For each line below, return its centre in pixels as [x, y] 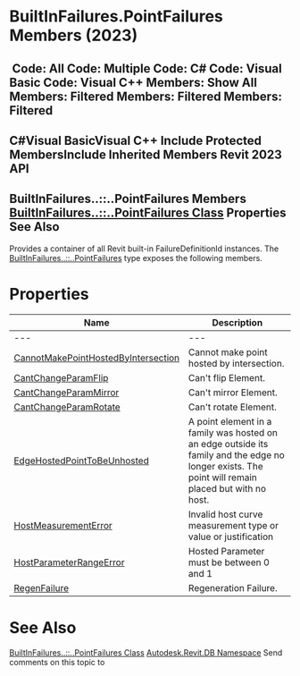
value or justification [231, 537]
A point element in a [230, 421]
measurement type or [233, 525]
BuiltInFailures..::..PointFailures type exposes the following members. [136, 258]
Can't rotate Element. [232, 407]
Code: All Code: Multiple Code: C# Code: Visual [147, 68]
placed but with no [227, 488]
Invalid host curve [225, 514]
